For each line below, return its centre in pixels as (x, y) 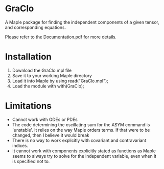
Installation (28, 57)
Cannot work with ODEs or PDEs (45, 119)
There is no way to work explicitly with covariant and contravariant (79, 140)
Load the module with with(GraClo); (48, 86)
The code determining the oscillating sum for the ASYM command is (81, 125)
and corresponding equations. (35, 27)
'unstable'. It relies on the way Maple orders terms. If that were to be (81, 130)
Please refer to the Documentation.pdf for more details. (61, 37)
